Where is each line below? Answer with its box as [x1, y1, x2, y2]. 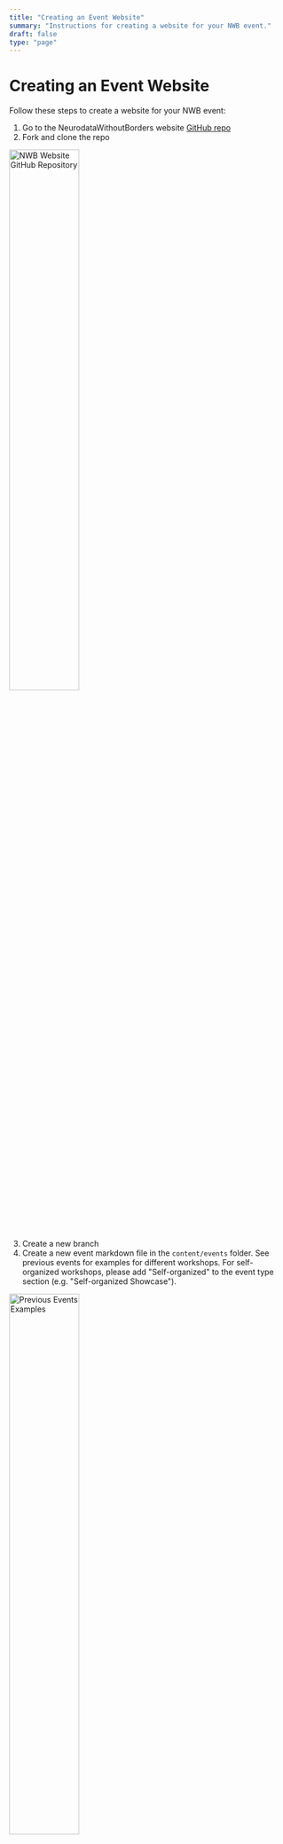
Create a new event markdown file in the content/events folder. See [21, 1248, 270, 1258]
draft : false [9, 29, 58, 38]
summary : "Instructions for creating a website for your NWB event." [9, 21, 272, 30]
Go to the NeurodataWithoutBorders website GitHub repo [21, 122, 232, 133]
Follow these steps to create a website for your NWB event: [9, 106, 226, 116]
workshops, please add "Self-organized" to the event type [60, 1266, 275, 1278]
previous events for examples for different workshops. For [21, 1257, 235, 1268]
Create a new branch [21, 1239, 99, 1249]
